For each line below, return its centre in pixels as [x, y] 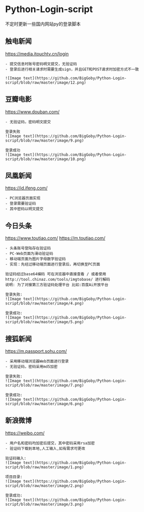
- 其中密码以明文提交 [24, 209]
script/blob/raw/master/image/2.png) [45, 486]
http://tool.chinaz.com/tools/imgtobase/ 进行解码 [58, 280]
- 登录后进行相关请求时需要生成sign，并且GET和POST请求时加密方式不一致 [72, 69]
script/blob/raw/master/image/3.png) [45, 504]
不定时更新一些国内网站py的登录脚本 [43, 24]
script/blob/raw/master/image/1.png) [45, 467]
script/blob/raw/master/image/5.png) [45, 322]
